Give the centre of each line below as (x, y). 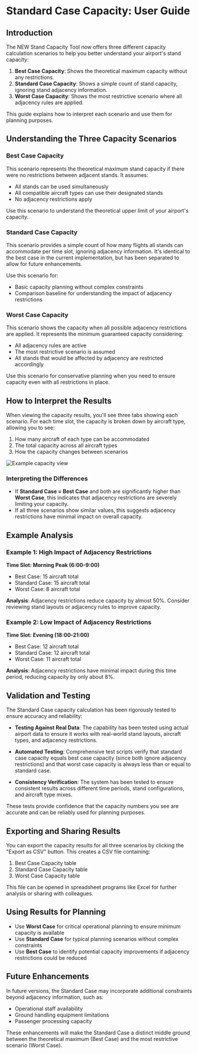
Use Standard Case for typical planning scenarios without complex (97, 939)
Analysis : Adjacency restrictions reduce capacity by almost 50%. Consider (98, 601)
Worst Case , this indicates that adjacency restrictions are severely (96, 498)
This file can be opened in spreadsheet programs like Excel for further (92, 887)
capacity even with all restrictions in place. (58, 382)
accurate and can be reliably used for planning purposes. (76, 812)
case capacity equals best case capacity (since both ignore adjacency (100, 758)
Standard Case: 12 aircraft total (52, 653)
